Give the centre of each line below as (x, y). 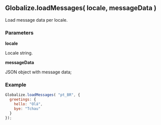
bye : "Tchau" (27, 109)
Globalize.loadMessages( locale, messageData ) (81, 8)
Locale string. (19, 53)
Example (16, 85)
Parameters (19, 32)
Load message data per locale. (36, 20)
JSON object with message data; (38, 72)
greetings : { (23, 100)
